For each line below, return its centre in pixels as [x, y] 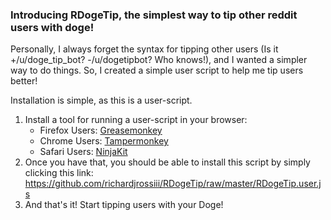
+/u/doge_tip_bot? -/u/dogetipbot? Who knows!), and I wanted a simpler [159, 60]
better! [24, 81]
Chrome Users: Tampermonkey [104, 141]
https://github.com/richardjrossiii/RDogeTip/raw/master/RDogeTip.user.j [173, 184]
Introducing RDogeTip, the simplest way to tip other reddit [154, 15]
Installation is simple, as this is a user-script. [101, 100]
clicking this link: [59, 173]
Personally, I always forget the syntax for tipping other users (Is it [144, 49]
